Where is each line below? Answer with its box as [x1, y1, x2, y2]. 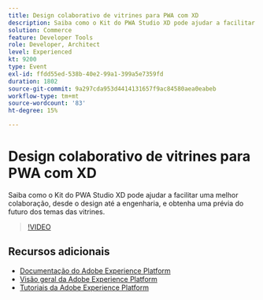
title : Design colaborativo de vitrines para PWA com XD [8, 11, 199, 20]
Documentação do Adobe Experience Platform [19, 265, 171, 276]
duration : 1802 [8, 77, 58, 85]
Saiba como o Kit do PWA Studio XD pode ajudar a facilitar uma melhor [8, 190, 239, 199]
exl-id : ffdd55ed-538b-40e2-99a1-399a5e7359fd [8, 70, 164, 78]
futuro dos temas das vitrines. [8, 206, 106, 217]
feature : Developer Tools [8, 33, 93, 42]
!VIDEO [27, 222, 51, 231]
